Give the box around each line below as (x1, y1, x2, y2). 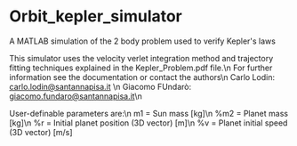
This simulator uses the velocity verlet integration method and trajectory (9, 53, 274, 63)
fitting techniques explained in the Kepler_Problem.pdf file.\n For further (9, 62, 273, 73)
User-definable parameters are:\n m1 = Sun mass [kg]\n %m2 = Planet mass (9, 108, 289, 118)
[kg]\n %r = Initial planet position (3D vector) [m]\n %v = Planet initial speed (9, 118, 288, 128)
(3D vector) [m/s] (9, 126, 73, 137)
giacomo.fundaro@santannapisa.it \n (9, 91, 142, 101)
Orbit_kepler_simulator (9, 6, 182, 27)
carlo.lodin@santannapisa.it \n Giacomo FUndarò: (9, 81, 192, 92)
